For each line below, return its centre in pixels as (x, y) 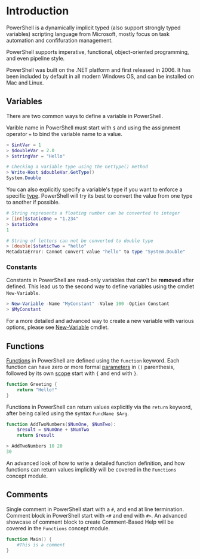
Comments (27, 495)
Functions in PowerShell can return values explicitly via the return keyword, (99, 407)
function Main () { (29, 539)
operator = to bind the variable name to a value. (64, 134)
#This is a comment (41, 545)
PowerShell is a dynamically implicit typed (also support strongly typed (93, 28)
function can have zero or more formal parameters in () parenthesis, (90, 367)
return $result (36, 436)
